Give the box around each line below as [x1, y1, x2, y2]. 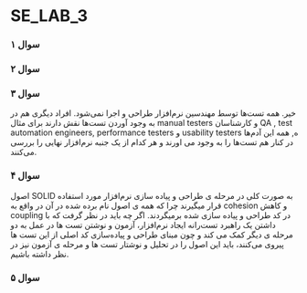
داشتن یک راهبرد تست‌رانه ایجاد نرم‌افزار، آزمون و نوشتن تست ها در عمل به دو [10, 219, 277, 230]
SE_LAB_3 [10, 5, 89, 26]
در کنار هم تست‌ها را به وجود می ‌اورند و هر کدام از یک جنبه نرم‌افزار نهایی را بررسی [10, 137, 294, 148]
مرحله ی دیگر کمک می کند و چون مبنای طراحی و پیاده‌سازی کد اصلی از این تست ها [10, 229, 293, 240]
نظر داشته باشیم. [10, 248, 69, 259]
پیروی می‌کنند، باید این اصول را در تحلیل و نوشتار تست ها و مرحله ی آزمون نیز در [10, 238, 284, 249]
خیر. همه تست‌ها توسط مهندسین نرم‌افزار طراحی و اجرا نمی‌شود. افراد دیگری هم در [10, 108, 296, 119]
